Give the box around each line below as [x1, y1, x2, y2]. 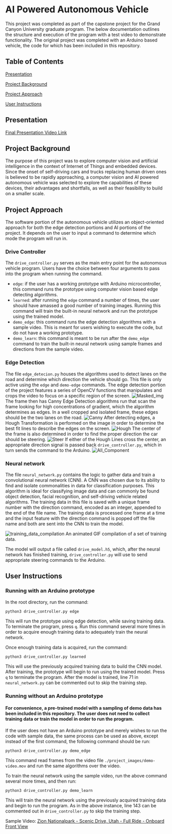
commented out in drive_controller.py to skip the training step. [5, 808, 141, 814]
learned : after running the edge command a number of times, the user [12, 297, 160, 304]
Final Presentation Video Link [5, 129, 67, 136]
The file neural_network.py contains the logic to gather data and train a [5, 471, 156, 478]
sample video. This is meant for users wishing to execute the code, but [12, 325, 163, 331]
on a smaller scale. [5, 191, 45, 197]
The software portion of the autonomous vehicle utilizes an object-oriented [5, 219, 164, 225]
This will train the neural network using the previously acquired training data [5, 797, 166, 803]
